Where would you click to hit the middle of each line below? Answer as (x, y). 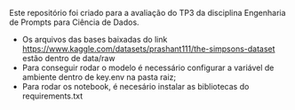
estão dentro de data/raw (68, 58)
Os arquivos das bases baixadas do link (95, 39)
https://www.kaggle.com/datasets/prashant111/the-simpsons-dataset (148, 49)
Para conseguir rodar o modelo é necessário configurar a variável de (148, 67)
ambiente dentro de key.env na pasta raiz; (99, 77)
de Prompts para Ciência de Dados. (74, 22)
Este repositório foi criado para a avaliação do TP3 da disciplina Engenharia (147, 13)
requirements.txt (52, 96)
